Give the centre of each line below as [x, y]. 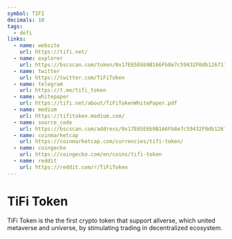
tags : [15, 26]
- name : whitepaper [41, 97]
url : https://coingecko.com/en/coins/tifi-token [91, 155]
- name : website [37, 45]
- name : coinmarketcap [46, 135]
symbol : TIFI [26, 13]
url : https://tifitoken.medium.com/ [72, 116]
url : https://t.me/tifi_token [63, 90]
